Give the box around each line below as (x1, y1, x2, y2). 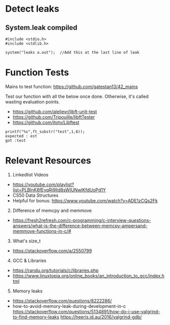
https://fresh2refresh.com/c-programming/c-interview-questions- (12, 217, 151, 223)
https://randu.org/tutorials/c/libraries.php (12, 267, 99, 273)
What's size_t (12, 238, 41, 244)
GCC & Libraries (12, 257, 47, 264)
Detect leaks (5, 3, 59, 15)
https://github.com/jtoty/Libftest (12, 119, 80, 125)
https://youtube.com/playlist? (12, 181, 75, 188)
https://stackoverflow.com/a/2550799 (12, 247, 92, 254)
